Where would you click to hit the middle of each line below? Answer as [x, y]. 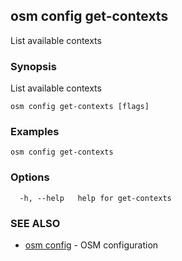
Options [30, 177]
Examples [35, 132]
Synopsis [33, 66]
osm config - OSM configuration [91, 245]
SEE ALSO [35, 223]
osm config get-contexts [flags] [80, 107]
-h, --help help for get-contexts [95, 198]
